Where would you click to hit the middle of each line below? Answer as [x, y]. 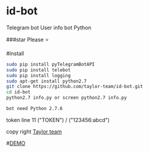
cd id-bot [19, 92]
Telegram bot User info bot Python [49, 28]
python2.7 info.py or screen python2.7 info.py [67, 98]
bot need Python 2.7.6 [34, 109]
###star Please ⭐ [28, 39]
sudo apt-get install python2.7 [46, 81]
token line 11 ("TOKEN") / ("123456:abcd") [58, 120]
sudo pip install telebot [38, 70]
